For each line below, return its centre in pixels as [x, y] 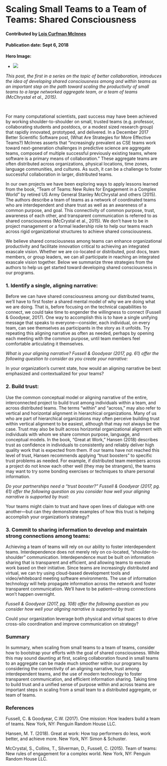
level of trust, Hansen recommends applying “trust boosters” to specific [79, 455]
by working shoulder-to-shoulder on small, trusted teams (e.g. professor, [80, 121]
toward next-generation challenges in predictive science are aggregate [78, 148]
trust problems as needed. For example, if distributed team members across [83, 461]
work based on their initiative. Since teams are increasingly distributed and [82, 567]
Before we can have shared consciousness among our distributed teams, [80, 296]
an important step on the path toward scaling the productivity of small [77, 86]
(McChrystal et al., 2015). [31, 97]
